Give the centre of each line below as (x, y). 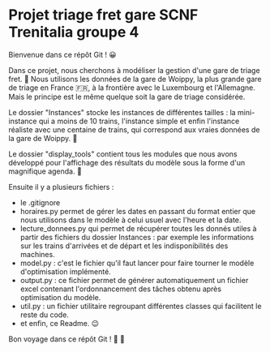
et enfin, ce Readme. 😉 (60, 323)
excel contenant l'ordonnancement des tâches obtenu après (120, 289)
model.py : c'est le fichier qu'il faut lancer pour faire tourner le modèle (137, 263)
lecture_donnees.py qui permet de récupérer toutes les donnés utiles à (138, 228)
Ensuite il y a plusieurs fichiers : (61, 187)
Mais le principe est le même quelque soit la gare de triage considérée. (127, 97)
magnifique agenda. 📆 (45, 171)
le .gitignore (40, 202)
